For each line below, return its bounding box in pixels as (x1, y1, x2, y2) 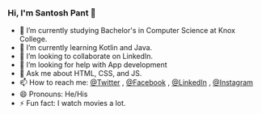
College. (19, 34, 48, 44)
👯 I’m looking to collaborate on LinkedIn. (19, 52, 154, 61)
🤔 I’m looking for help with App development (19, 60, 167, 70)
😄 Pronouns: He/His (19, 89, 88, 99)
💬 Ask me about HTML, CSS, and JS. (19, 69, 142, 78)
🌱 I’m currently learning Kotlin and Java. (19, 43, 153, 53)
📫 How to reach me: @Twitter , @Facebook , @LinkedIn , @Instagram (19, 78, 254, 87)
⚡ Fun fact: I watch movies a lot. (19, 99, 126, 108)
